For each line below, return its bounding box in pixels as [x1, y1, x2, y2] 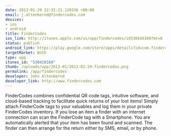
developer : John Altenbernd [5, 74, 65, 79]
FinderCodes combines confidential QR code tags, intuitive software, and [5, 92, 159, 98]
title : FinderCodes [5, 31, 47, 36]
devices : [5, 17, 24, 22]
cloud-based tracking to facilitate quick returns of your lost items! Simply [5, 98, 158, 104]
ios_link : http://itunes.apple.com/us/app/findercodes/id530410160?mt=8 [5, 36, 163, 41]
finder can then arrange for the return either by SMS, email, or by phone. [5, 125, 158, 131]
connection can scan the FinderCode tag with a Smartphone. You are [5, 114, 151, 120]
